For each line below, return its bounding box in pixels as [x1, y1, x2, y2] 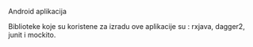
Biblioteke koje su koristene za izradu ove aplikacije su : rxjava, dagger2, [8, 22, 246, 31]
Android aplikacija [8, 7, 67, 16]
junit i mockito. [8, 31, 56, 39]
